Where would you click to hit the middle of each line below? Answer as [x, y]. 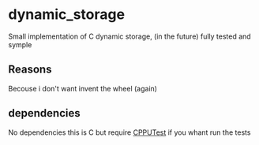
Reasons [30, 70]
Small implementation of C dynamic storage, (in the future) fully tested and [129, 36]
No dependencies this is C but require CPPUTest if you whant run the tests [129, 132]
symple [20, 44]
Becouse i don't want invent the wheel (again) [83, 88]
